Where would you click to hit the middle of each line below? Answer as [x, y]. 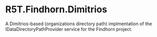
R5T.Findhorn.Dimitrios [56, 10]
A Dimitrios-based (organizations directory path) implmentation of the [79, 24]
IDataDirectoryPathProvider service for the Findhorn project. [69, 29]
